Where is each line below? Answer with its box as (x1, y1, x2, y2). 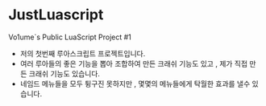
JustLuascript (8, 6, 104, 24)
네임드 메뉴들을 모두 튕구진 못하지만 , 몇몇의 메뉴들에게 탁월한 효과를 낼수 (19, 79, 251, 88)
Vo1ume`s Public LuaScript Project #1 (8, 32, 131, 42)
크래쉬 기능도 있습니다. (28, 68, 101, 78)
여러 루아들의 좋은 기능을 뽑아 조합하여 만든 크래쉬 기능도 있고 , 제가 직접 (19, 59, 248, 68)
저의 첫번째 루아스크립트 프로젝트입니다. (19, 48, 146, 58)
